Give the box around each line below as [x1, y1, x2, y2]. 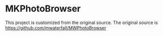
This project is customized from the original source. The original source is [5, 19, 158, 25]
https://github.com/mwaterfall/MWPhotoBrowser [5, 24, 107, 30]
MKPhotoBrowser [5, 3, 81, 14]
